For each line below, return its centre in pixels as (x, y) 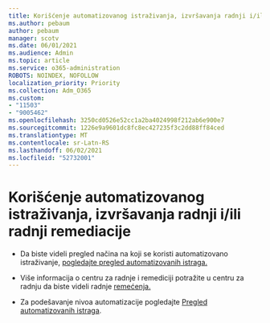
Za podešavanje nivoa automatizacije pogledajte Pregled (114, 302)
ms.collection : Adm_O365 (50, 90)
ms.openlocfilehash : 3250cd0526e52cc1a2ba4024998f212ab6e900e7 (117, 121)
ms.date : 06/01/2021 (43, 46)
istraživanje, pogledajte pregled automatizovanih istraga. (114, 263)
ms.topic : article (39, 61)
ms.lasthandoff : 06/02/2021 (55, 150)
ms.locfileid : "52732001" (51, 157)
